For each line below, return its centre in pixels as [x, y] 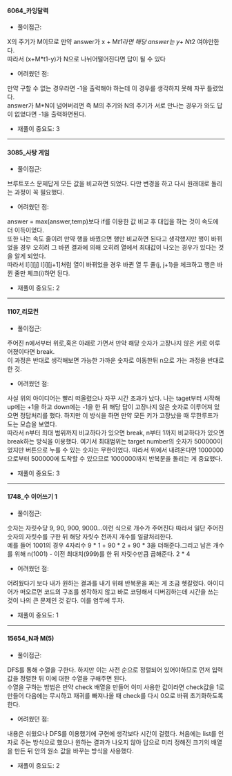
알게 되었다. [30, 256]
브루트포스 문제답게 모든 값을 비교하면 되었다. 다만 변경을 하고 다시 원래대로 [108, 183]
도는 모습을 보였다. [32, 424]
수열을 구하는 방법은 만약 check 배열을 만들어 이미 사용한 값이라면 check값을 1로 [116, 687]
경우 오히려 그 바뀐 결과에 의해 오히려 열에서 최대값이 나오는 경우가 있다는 [118, 248]
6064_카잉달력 [28, 10]
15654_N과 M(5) [31, 639]
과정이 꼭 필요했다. [39, 192]
